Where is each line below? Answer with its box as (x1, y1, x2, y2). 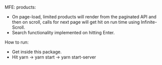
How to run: (4, 39, 29, 45)
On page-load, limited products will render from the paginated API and (11, 14, 157, 19)
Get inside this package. (11, 49, 62, 55)
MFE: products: (4, 4, 36, 10)
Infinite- (141, 19, 158, 25)
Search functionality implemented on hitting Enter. (11, 30, 115, 35)
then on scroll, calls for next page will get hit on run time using (11, 19, 140, 25)
